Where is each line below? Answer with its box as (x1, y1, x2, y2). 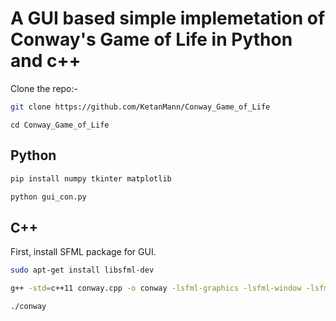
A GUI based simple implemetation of (10, 7, 326, 30)
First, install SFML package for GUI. (10, 246, 157, 258)
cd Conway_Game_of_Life (10, 120, 110, 130)
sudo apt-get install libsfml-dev (10, 265, 155, 276)
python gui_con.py (10, 192, 87, 202)
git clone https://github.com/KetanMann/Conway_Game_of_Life (10, 102, 271, 112)
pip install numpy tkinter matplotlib (10, 173, 172, 184)
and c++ (10, 50, 82, 72)
